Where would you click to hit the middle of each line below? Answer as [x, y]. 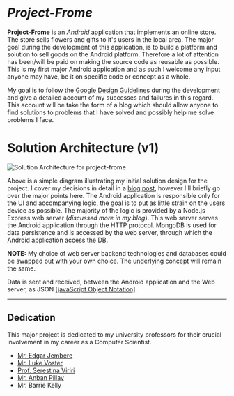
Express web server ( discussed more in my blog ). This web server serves [112, 218]
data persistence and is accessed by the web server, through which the [110, 232]
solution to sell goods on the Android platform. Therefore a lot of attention [113, 54]
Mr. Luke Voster [40, 363]
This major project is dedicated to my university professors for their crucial [114, 334]
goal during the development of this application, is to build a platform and [112, 47]
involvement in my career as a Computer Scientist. [79, 342]
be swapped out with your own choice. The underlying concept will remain [114, 261]
